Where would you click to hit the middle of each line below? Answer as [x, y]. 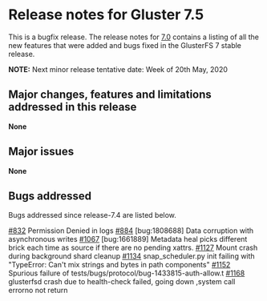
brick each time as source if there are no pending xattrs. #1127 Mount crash [133, 248]
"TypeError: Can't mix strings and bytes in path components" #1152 [119, 265]
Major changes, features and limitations [110, 95]
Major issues [41, 152]
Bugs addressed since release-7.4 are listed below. [92, 215]
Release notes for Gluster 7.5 [106, 15]
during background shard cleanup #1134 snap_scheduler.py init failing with [131, 256]
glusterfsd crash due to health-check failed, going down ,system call [122, 282]
